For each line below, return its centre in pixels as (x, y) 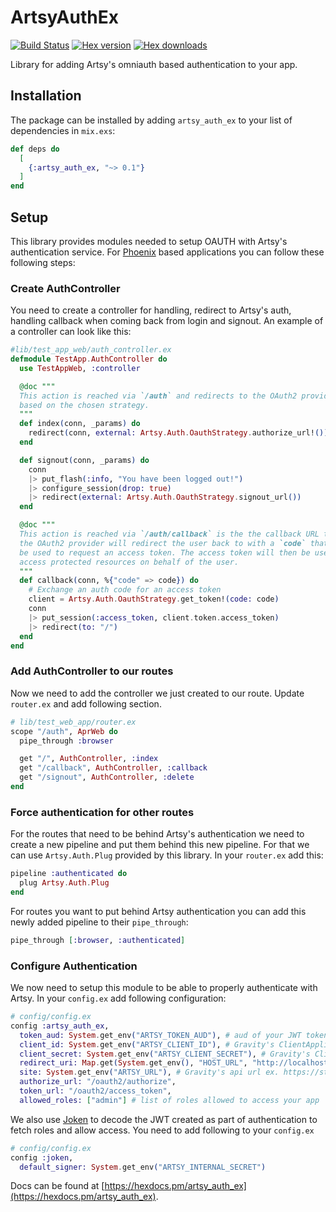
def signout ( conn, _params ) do (84, 460)
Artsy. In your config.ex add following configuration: (118, 998)
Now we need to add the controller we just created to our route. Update (157, 693)
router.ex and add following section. (86, 703)
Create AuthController (65, 288)
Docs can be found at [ (57, 1186)
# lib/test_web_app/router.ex (73, 722)
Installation (46, 96)
